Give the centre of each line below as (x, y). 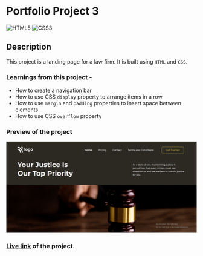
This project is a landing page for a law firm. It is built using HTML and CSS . (97, 61)
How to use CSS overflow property (58, 116)
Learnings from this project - (49, 77)
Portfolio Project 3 (53, 11)
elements (27, 110)
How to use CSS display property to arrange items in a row (89, 97)
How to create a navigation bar (53, 90)
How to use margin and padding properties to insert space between (98, 103)
